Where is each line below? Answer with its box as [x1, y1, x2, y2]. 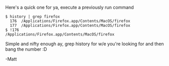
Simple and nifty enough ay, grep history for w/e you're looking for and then [5, 41, 164, 47]
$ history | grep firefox [5, 14, 60, 19]
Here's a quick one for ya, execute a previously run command [5, 5, 134, 10]
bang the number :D [5, 46, 47, 52]
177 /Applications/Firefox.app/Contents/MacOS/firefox [10, 23, 130, 28]
